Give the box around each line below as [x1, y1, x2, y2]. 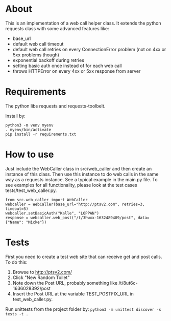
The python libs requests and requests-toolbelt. [5, 103, 106, 109]
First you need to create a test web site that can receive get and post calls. [5, 253, 162, 260]
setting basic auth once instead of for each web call [12, 62, 122, 69]
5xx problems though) [12, 52, 60, 58]
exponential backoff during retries [12, 57, 84, 63]
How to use [5, 149, 54, 160]
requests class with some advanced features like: [5, 25, 109, 31]
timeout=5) [5, 206, 29, 211]
